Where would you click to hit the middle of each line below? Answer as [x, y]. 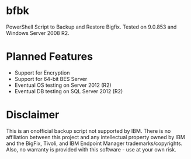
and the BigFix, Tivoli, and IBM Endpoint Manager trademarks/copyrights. [94, 143]
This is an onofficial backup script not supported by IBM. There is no [88, 131]
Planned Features [50, 57]
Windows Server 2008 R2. [38, 33]
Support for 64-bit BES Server [51, 79]
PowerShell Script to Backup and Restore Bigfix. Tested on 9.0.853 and [91, 27]
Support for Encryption [42, 73]
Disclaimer [33, 115]
